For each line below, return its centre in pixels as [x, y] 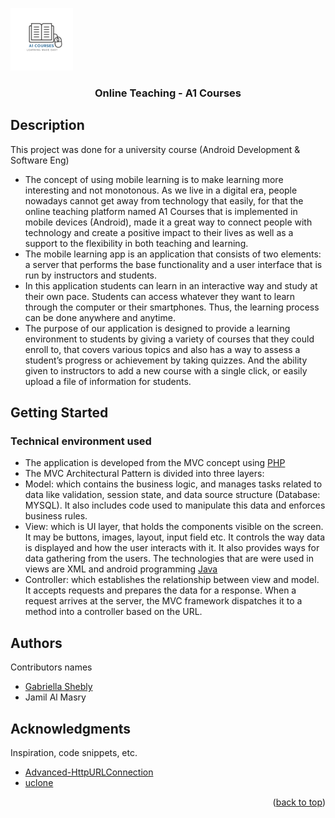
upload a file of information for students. [108, 381]
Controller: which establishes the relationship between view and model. [172, 580]
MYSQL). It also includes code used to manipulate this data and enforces [175, 505]
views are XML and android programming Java [121, 569]
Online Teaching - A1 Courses [168, 93]
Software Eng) [40, 160]
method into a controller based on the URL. [113, 612]
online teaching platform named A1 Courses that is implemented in [161, 211]
